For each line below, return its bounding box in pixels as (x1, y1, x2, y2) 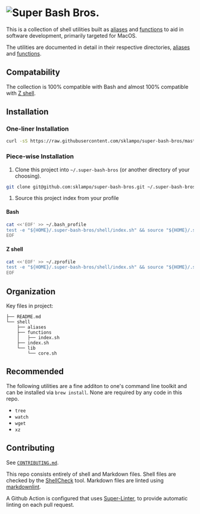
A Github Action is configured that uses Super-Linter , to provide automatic (6, 494, 188, 501)
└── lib (17, 345, 36, 351)
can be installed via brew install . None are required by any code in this (6, 389, 183, 396)
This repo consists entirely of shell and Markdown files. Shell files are (6, 470, 177, 478)
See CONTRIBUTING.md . (6, 458, 59, 466)
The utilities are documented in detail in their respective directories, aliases (6, 44, 190, 51)
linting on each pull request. (6, 501, 74, 508)
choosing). (14, 172, 42, 179)
